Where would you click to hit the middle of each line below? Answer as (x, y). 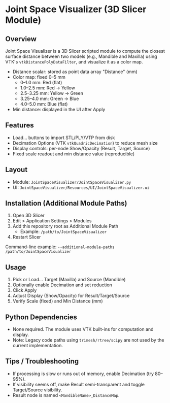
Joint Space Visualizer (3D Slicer (76, 9)
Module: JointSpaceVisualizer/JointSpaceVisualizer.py (72, 182)
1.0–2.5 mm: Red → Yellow (47, 88)
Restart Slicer (27, 237)
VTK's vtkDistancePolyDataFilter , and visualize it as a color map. (74, 62)
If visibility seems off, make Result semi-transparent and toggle (78, 384)
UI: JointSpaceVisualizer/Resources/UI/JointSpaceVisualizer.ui (81, 187)
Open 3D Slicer (28, 215)
